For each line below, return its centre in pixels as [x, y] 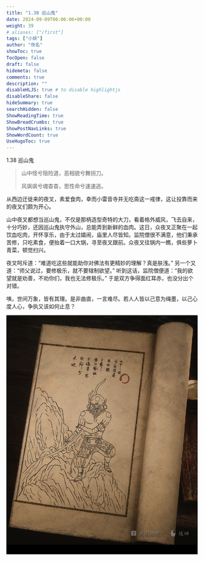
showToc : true [24, 52]
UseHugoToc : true [28, 141]
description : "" [27, 83]
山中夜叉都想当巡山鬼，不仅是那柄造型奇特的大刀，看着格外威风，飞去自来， [102, 220]
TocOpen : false [25, 58]
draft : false [23, 64]
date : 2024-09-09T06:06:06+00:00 [49, 19]
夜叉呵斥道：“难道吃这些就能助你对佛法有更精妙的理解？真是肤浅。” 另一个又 [101, 263]
